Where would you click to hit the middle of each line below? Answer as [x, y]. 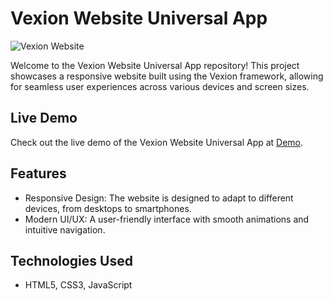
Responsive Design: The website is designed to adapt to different [159, 198]
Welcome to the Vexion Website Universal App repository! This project [155, 65]
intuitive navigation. [65, 229]
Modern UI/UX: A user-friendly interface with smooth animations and [167, 219]
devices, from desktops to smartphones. [108, 208]
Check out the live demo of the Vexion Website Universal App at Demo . [157, 142]
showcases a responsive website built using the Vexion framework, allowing [167, 76]
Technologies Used [71, 260]
